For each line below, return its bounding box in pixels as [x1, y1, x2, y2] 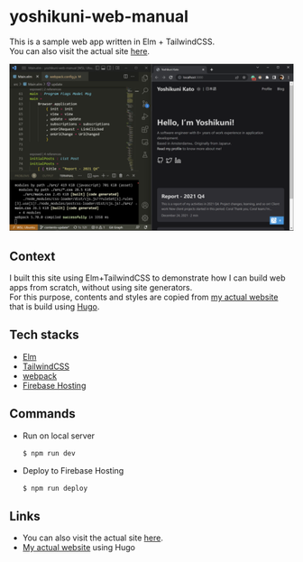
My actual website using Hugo [22, 542, 136, 553]
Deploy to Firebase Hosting [22, 465, 124, 475]
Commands [9, 406, 77, 421]
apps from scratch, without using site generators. [9, 282, 193, 293]
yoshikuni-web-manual [9, 6, 189, 27]
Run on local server [22, 430, 96, 441]
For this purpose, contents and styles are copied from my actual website [9, 291, 279, 303]
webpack [22, 370, 57, 381]
